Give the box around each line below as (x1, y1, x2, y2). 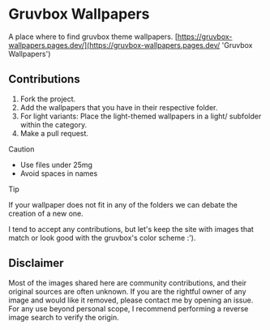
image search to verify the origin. (8, 312, 119, 322)
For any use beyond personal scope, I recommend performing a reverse (8, 303, 249, 313)
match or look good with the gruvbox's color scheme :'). (8, 233, 196, 242)
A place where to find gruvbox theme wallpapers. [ (8, 32, 178, 41)
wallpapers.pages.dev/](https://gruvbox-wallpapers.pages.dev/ (8, 40, 221, 49)
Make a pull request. (19, 128, 89, 138)
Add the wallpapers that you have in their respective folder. (19, 102, 218, 112)
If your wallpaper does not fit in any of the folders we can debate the (8, 199, 238, 209)
